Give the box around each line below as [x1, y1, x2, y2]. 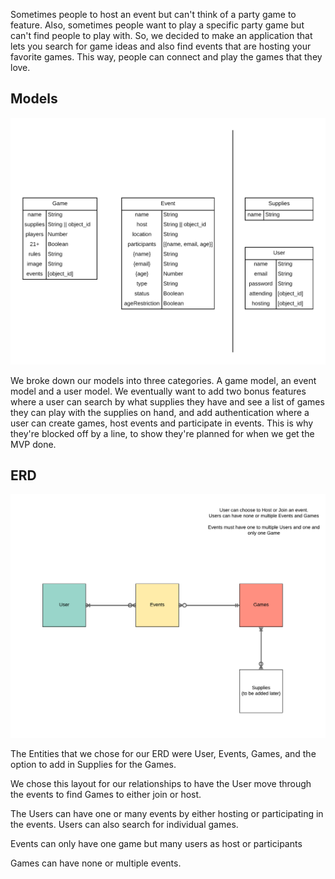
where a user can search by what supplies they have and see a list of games [10, 395, 325, 408]
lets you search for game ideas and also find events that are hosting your [10, 40, 312, 52]
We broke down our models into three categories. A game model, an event [10, 374, 317, 386]
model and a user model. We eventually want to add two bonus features [10, 385, 307, 397]
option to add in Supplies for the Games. [10, 758, 177, 770]
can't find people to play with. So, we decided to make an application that [10, 30, 313, 41]
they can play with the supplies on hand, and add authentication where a [10, 406, 310, 418]
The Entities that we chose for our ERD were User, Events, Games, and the [10, 747, 317, 759]
